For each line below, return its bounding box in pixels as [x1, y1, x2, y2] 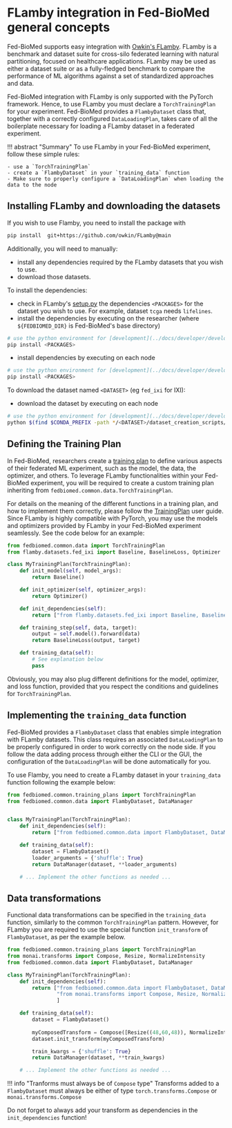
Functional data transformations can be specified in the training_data [7, 911, 206, 919]
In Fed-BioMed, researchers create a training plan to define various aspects [7, 456, 222, 464]
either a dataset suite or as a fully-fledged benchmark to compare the [7, 64, 206, 73]
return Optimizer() [32, 592, 88, 599]
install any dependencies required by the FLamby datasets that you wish [17, 258, 224, 266]
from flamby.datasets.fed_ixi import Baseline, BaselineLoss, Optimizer [7, 548, 221, 556]
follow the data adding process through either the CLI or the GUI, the [7, 750, 202, 758]
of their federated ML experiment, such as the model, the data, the [7, 464, 197, 472]
